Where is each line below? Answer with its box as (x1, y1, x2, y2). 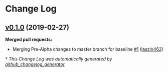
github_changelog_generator (5, 61, 65, 67)
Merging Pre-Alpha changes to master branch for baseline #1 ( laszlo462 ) (12, 46, 163, 52)
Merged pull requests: (5, 36, 53, 42)
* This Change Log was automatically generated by (5, 56, 112, 62)
